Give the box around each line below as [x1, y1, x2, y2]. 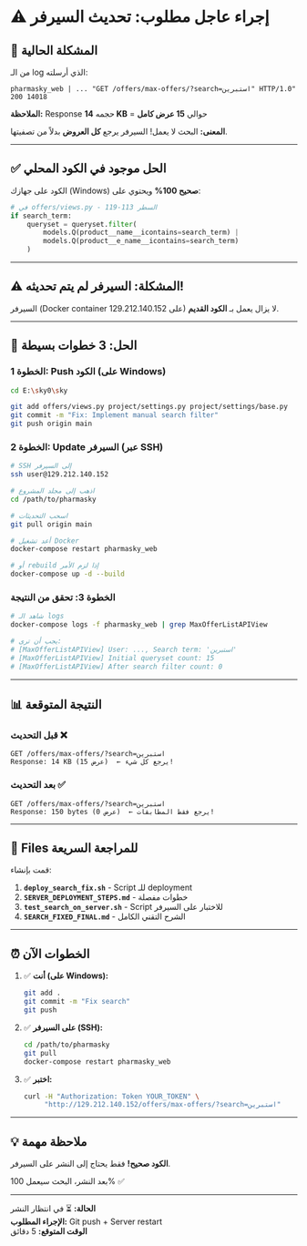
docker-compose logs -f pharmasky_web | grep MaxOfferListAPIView [10, 620, 268, 629]
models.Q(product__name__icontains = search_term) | [43, 228, 240, 238]
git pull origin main [10, 519, 93, 529]
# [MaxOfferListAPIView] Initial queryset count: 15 [10, 653, 215, 662]
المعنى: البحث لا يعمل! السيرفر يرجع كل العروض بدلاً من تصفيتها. [10, 126, 228, 137]
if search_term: [10, 211, 72, 220]
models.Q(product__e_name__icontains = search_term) [43, 237, 240, 246]
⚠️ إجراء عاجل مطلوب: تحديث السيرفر [10, 6, 270, 27]
